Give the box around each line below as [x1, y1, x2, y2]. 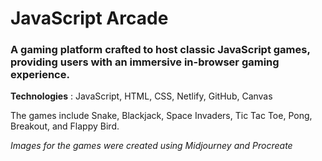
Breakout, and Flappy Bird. [10, 120, 120, 132]
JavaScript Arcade [10, 7, 169, 30]
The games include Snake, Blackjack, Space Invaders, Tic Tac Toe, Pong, [10, 110, 313, 122]
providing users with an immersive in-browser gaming [10, 55, 280, 69]
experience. [10, 68, 70, 82]
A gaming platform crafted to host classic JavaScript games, [10, 43, 311, 57]
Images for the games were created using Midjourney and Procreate [10, 140, 293, 152]
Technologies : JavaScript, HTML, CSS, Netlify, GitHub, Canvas [10, 90, 273, 102]
